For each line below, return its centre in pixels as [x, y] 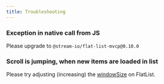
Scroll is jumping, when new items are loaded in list [82, 61]
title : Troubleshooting [36, 12]
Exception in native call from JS [53, 32]
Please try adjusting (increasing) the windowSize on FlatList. [81, 74]
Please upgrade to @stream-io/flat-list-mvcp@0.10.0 [73, 46]
